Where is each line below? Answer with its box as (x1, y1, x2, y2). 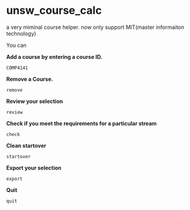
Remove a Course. (6, 75, 53, 82)
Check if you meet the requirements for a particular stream (6, 120, 157, 127)
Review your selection (6, 97, 63, 105)
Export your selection (6, 164, 62, 171)
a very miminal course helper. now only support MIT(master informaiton (6, 23, 185, 31)
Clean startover (6, 142, 46, 149)
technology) (6, 29, 36, 37)
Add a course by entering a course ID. (6, 53, 103, 60)
